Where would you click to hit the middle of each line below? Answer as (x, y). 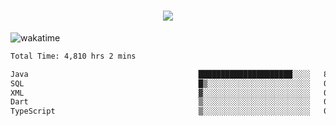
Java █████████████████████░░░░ (160, 74)
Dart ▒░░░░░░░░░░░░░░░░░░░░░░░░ (160, 102)
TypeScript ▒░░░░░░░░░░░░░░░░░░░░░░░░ (160, 111)
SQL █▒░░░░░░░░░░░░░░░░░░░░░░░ (160, 83)
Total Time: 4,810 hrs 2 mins (73, 56)
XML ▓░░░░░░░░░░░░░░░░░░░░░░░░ (160, 93)
